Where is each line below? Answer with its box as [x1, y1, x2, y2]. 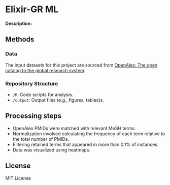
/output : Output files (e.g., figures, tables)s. [12, 97, 104, 103]
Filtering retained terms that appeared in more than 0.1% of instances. [12, 141, 159, 147]
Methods [5, 35, 35, 44]
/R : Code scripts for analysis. [12, 91, 74, 98]
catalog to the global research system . [5, 67, 86, 73]
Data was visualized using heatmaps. [12, 146, 90, 153]
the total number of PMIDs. [12, 136, 70, 142]
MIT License [5, 175, 31, 181]
